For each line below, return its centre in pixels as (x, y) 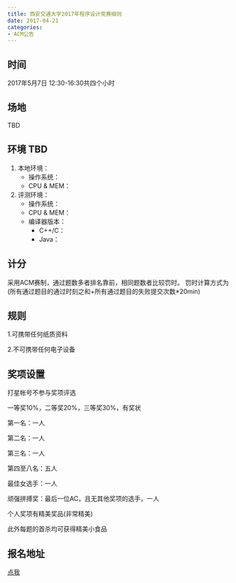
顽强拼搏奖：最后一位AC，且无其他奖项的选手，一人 (84, 499)
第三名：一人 (26, 453)
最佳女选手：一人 (32, 484)
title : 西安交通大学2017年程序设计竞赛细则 (65, 14)
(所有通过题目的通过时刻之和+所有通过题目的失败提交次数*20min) (104, 291)
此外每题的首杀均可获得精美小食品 (57, 529)
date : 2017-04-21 (33, 21)
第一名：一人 (26, 423)
